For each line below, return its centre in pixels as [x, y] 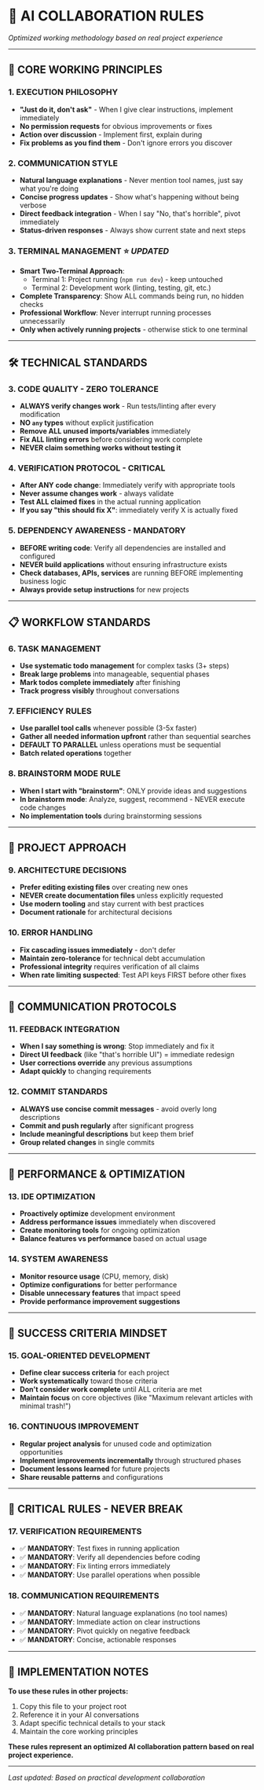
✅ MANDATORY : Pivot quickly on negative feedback [105, 1631]
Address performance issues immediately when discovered [117, 1222]
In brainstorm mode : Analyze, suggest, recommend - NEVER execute [132, 799]
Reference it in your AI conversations [79, 1715]
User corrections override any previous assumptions [106, 1063]
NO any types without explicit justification [87, 423]
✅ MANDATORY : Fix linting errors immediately [95, 1566]
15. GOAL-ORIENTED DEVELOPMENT [79, 1356]
